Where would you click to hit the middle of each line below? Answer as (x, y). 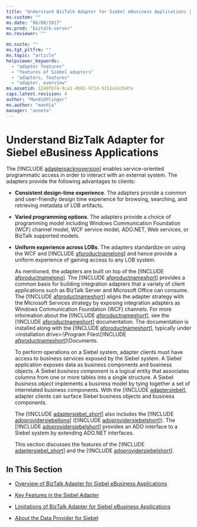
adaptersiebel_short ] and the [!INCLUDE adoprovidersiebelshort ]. (94, 451)
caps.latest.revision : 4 (37, 94)
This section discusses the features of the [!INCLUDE (80, 445)
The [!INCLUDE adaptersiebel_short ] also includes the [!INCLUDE (94, 414)
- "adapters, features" (41, 78)
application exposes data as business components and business (93, 365)
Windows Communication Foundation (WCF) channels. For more (93, 309)
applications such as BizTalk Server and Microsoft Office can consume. (102, 290)
